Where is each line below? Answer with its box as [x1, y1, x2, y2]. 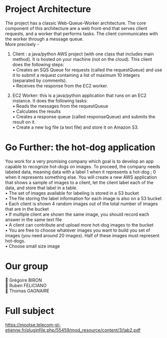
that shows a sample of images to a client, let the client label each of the [5, 179, 154, 185]
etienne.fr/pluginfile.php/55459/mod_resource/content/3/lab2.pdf [5, 327, 141, 333]
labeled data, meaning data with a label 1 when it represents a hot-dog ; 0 [5, 169, 156, 175]
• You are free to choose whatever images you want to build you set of [5, 227, 151, 233]
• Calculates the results [12, 108, 61, 114]
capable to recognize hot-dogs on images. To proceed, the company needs [5, 163, 161, 169]
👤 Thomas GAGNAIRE [5, 288, 50, 294]
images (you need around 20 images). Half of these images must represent [5, 232, 160, 238]
